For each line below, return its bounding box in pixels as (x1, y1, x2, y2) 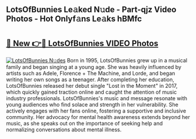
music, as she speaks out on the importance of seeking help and (6, 120, 163, 127)
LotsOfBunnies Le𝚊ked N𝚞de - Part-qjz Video (6, 5, 177, 15)
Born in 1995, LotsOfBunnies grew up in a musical (67, 57, 187, 64)
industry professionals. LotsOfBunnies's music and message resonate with (6, 95, 187, 102)
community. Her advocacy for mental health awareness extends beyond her (6, 114, 190, 120)
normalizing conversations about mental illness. (6, 126, 122, 133)
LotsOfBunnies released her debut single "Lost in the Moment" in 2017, (6, 82, 178, 89)
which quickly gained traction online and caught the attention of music (6, 88, 177, 95)
